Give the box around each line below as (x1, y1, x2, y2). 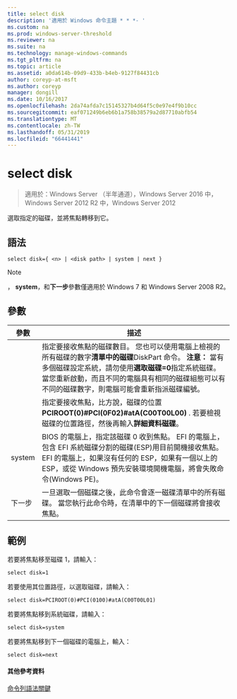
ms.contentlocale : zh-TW (7, 122, 80, 129)
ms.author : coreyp (7, 83, 61, 90)
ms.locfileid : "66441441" (7, 135, 83, 142)
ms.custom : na (7, 23, 49, 30)
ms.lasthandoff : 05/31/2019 (7, 129, 90, 136)
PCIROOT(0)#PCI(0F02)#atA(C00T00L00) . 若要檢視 (42, 408, 221, 418)
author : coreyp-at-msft (7, 76, 78, 83)
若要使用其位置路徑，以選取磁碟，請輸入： (7, 582, 131, 591)
